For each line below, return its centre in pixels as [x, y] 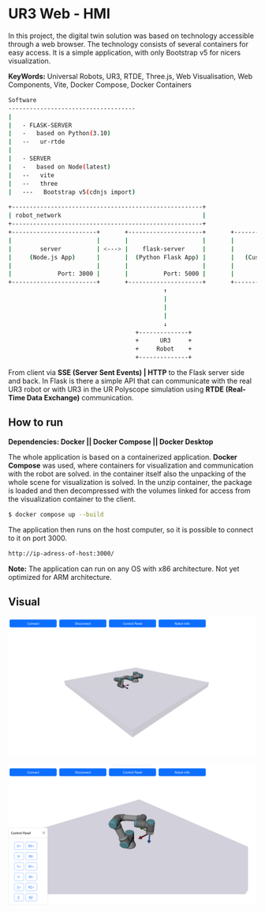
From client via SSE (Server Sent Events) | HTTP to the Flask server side [126, 373]
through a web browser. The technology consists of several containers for [128, 44]
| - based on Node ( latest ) [60, 167]
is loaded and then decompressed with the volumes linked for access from [129, 491]
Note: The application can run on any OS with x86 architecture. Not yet [124, 568]
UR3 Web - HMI [59, 14]
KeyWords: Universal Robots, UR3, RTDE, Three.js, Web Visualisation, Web [131, 76]
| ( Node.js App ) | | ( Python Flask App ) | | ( [129, 257]
